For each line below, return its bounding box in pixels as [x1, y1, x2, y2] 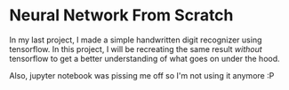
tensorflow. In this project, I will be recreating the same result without [9, 43, 262, 54]
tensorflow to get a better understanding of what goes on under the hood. [9, 53, 280, 64]
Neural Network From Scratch [9, 5, 234, 26]
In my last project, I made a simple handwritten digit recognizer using [9, 34, 262, 45]
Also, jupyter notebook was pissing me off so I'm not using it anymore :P [9, 70, 275, 80]
